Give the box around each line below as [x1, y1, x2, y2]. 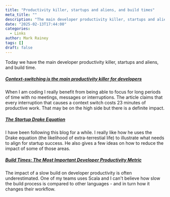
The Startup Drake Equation [5, 116, 66, 123]
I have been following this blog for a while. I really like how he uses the [5, 129, 152, 135]
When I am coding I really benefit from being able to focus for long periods [5, 89, 161, 95]
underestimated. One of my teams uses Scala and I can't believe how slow [5, 175, 160, 181]
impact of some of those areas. [5, 145, 71, 151]
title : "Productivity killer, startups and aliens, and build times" [5, 7, 155, 13]
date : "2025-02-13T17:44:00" [5, 21, 67, 27]
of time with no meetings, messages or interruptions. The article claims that [5, 94, 163, 100]
